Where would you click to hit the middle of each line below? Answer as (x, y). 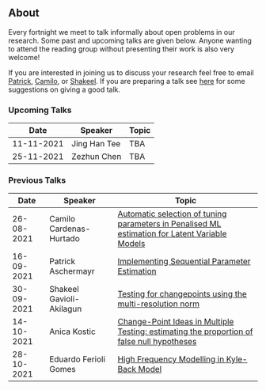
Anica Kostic (72, 331)
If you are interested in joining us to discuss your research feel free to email (131, 72)
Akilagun (65, 309)
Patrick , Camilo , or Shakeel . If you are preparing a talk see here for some (127, 81)
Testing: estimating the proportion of (185, 331)
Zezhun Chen (96, 157)
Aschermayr (72, 271)
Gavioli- (65, 299)
